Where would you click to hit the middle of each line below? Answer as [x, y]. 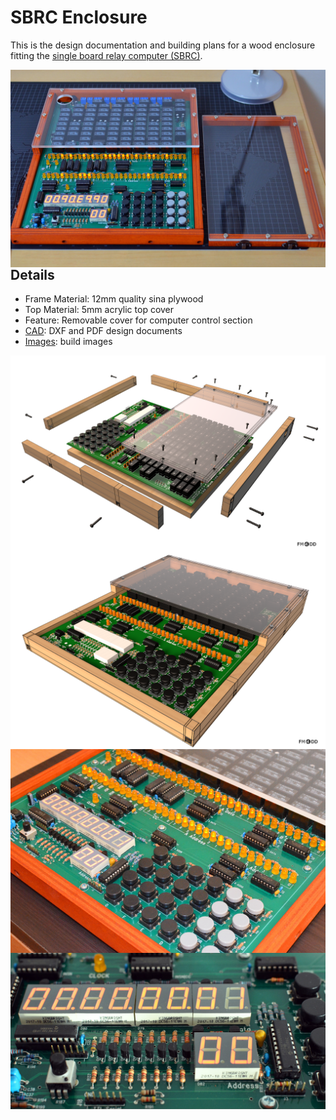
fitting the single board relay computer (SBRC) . [106, 55]
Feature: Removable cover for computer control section [138, 320]
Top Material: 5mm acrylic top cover [99, 310]
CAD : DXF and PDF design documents [103, 331]
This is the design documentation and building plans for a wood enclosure [163, 45]
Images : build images [68, 342]
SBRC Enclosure [79, 17]
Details [32, 274]
